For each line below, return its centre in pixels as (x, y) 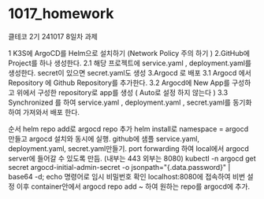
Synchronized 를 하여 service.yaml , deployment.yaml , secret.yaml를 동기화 (130, 102)
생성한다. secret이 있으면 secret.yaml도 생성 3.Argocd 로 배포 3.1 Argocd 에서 (130, 72)
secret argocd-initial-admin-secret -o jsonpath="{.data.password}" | (119, 167)
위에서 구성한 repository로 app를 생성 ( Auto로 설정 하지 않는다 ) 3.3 (122, 92)
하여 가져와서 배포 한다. (44, 112)
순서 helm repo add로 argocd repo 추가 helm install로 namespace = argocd (128, 129)
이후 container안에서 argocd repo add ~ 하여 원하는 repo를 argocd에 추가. (133, 186)
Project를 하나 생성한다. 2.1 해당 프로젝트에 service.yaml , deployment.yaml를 (130, 63)
